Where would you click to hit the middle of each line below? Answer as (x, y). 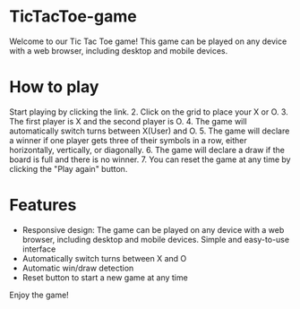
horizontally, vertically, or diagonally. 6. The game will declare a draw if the (147, 150)
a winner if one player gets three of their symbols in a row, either (129, 140)
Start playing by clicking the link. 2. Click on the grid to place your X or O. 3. (149, 112)
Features (43, 206)
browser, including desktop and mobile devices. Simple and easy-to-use (155, 239)
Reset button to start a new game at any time (105, 277)
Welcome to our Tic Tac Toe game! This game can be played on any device (148, 41)
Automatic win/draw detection (78, 268)
